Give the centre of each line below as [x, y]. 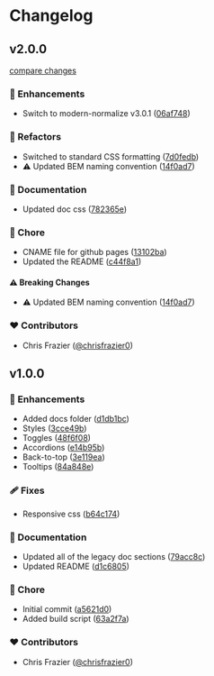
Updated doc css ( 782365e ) [75, 209]
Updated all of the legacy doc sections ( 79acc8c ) [114, 556]
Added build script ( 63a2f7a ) [76, 619]
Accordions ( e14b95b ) [63, 448]
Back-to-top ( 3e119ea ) [63, 457]
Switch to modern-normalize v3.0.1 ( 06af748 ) [106, 114]
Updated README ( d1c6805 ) [76, 566]
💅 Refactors [35, 137]
